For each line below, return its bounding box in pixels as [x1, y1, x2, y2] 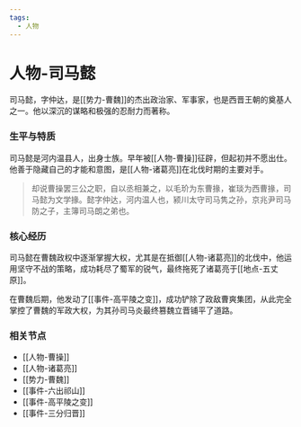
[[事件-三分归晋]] [22, 408, 85, 419]
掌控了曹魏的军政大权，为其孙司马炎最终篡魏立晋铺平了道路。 [9, 305, 238, 316]
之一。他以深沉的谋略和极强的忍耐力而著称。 [9, 105, 175, 117]
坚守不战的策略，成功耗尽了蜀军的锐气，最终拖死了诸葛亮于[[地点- [16, 263, 263, 274]
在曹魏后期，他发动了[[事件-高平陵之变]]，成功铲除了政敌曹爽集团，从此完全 [9, 294, 292, 305]
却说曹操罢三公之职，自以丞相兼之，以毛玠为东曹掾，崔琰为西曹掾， [31, 182, 284, 193]
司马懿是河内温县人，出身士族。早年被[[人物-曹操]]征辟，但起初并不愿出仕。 [9, 152, 292, 163]
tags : [9, 13, 30, 22]
